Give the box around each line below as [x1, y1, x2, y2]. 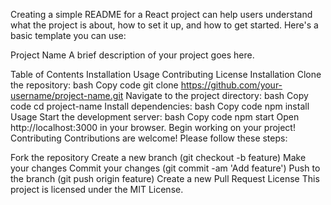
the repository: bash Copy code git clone [10, 79, 179, 91]
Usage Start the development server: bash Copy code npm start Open [10, 111, 300, 123]
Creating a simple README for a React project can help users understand [10, 9, 313, 20]
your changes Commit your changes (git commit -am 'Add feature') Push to [10, 162, 321, 174]
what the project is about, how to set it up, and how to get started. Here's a [10, 19, 319, 31]
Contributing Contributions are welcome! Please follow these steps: [10, 132, 288, 144]
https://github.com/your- [180, 79, 283, 91]
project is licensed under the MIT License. [10, 184, 184, 195]
